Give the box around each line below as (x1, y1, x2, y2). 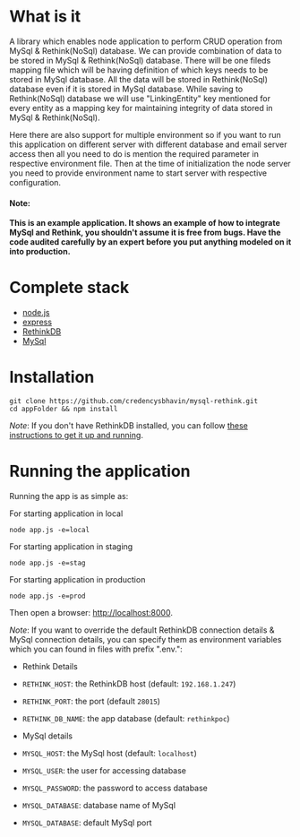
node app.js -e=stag (9, 558, 87, 567)
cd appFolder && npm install (9, 405, 118, 414)
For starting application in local (9, 508, 124, 519)
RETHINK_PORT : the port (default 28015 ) (21, 695, 161, 706)
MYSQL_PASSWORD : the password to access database (21, 782, 209, 793)
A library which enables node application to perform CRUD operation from (9, 36, 283, 47)
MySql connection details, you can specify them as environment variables (9, 634, 282, 644)
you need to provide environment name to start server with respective (9, 168, 268, 178)
